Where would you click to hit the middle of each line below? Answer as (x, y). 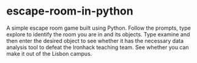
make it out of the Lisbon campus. (49, 53)
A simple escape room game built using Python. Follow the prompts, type (98, 28)
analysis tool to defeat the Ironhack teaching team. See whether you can (98, 47)
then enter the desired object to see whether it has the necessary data (95, 41)
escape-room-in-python (70, 11)
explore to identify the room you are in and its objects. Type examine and (98, 34)
